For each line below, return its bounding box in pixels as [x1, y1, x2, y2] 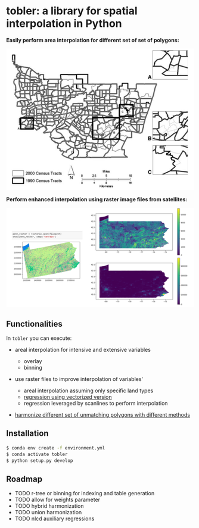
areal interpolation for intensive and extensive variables [14, 346, 151, 353]
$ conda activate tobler [6, 451, 68, 457]
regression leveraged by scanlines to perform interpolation [23, 399, 168, 407]
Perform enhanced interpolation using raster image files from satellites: [6, 195, 188, 203]
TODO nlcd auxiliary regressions [14, 515, 95, 522]
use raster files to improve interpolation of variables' [14, 375, 144, 382]
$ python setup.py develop [6, 457, 73, 464]
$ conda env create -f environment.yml [6, 445, 105, 451]
